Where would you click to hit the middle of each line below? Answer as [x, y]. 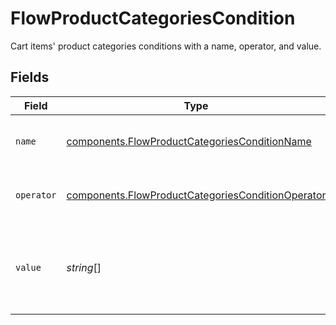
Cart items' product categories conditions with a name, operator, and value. [166, 46]
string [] [84, 267]
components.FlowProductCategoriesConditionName [189, 141]
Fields [30, 77]
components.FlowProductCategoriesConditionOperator [196, 195]
